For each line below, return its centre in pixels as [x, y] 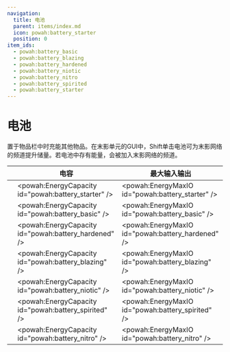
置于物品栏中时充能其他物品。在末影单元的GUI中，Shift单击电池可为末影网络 [115, 146]
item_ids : [21, 45]
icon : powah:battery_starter [55, 33]
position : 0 [30, 39]
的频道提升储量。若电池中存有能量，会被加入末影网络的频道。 [94, 155]
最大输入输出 [171, 174]
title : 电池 [29, 20]
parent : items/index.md [47, 26]
